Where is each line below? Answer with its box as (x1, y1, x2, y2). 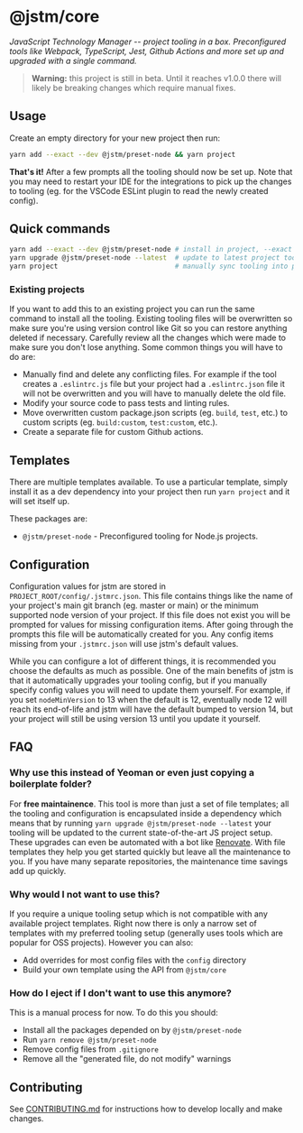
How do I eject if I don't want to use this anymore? (9, 986, 232, 999)
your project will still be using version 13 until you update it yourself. (9, 713, 262, 723)
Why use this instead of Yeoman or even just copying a (9, 767, 255, 779)
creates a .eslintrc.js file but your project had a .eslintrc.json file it (22, 379, 286, 390)
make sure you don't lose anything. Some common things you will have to (9, 342, 283, 353)
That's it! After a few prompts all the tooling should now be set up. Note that (9, 166, 293, 177)
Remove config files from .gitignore (22, 1044, 160, 1055)
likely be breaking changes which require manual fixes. (31, 82, 236, 93)
